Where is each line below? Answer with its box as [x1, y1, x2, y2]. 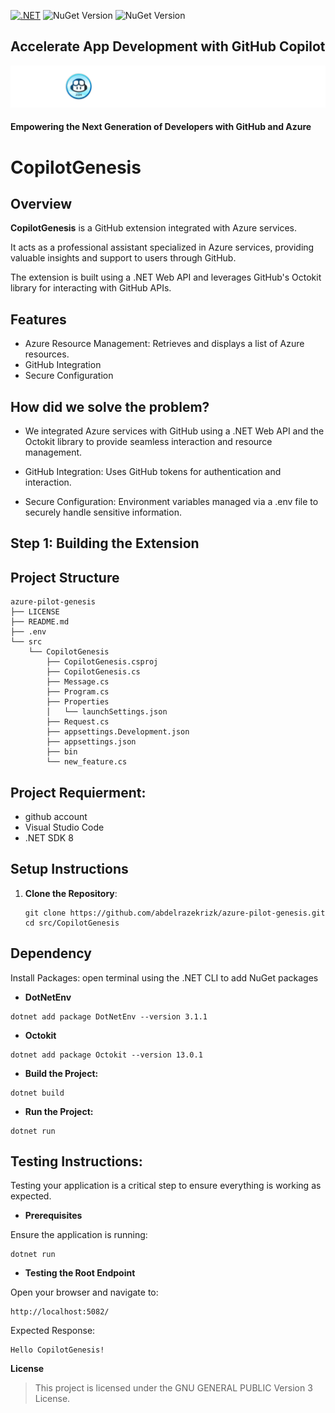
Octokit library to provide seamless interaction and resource [24, 435, 273, 447]
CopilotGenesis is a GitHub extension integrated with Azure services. [10, 222, 297, 234]
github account [24, 810, 88, 822]
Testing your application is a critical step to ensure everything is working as [10, 1180, 322, 1192]
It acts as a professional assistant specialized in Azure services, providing [10, 241, 315, 254]
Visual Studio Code [24, 821, 105, 833]
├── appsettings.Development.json [46, 727, 190, 737]
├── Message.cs [46, 677, 110, 687]
